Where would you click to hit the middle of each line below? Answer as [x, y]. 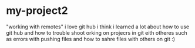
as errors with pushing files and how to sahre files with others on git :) [90, 39]
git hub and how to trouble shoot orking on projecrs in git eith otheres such [97, 32]
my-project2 [37, 11]
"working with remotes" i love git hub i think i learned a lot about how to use [98, 27]
